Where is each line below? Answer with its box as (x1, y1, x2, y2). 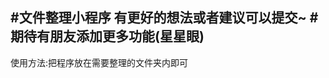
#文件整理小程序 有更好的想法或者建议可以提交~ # (10, 9, 319, 27)
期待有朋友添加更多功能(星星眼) (10, 28, 205, 45)
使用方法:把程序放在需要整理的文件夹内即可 (10, 56, 189, 68)
